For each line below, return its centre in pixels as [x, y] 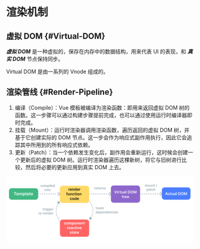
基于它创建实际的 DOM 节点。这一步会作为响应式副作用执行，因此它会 [101, 137]
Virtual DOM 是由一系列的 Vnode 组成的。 [57, 71]
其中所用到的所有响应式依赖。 [57, 145]
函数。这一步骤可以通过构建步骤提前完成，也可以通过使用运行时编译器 [101, 115]
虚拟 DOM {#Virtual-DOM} [56, 36]
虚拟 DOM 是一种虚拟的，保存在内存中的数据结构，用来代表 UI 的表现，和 [96, 52]
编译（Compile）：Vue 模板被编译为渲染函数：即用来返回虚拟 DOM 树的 [102, 107]
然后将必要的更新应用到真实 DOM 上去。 [75, 167]
